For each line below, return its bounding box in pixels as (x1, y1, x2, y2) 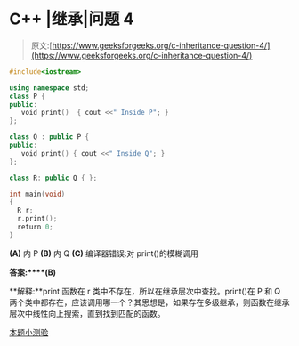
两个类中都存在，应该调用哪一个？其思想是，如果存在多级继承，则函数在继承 (9, 296, 290, 308)
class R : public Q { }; (9, 173, 98, 182)
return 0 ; (17, 222, 53, 232)
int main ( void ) (9, 189, 66, 198)
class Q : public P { (9, 133, 90, 141)
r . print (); (17, 214, 58, 223)
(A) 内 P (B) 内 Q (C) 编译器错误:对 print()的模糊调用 (9, 247, 198, 259)
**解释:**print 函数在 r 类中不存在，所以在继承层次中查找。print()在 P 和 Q (9, 286, 281, 296)
